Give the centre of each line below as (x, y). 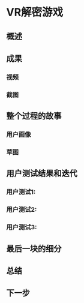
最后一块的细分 (34, 249)
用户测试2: (22, 209)
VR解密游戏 (35, 12)
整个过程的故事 (34, 116)
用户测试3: (22, 227)
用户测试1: (21, 192)
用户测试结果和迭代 (42, 174)
